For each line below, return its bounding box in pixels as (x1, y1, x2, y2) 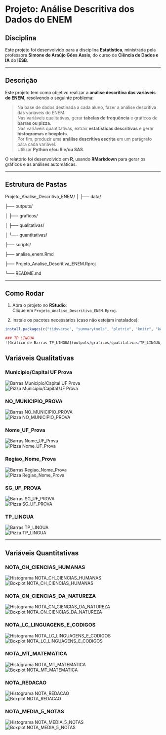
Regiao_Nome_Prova (5, 456, 56, 463)
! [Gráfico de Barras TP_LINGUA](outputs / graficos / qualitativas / (5, 340, 140, 345)
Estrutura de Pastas (5, 180, 67, 189)
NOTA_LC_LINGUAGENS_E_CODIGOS (5, 622, 96, 629)
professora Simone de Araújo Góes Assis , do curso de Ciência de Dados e (5, 52, 159, 58)
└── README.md (5, 270, 41, 276)
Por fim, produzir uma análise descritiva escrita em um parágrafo (17, 136, 152, 142)
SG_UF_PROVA (5, 484, 41, 491)
